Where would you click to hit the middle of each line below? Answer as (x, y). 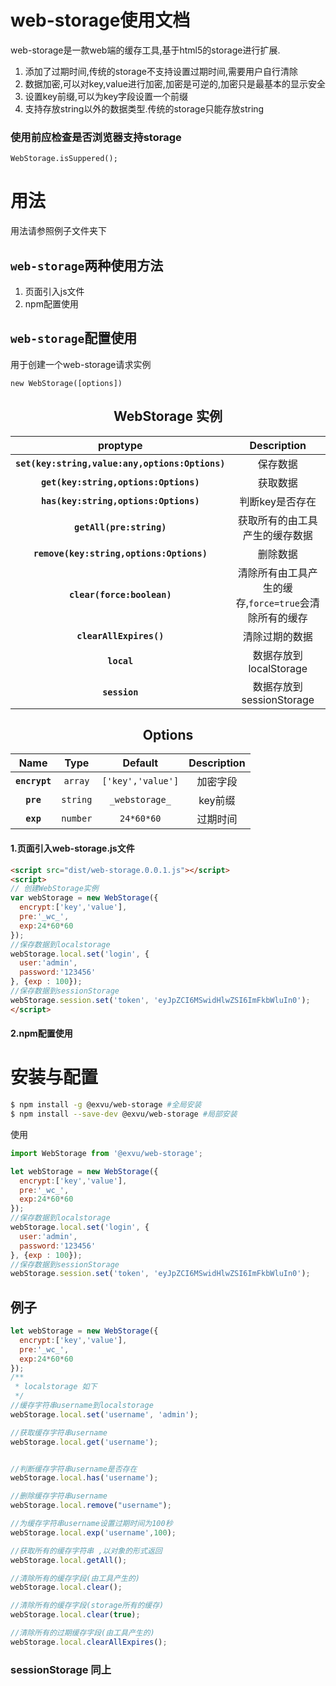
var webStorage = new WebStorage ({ (84, 898)
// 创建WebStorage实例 (54, 889)
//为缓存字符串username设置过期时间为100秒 (91, 1524)
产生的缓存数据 (277, 535)
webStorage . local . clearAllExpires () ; (89, 1642)
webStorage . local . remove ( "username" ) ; (91, 1506)
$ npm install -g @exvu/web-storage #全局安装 (106, 1105)
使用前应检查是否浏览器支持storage (96, 137)
